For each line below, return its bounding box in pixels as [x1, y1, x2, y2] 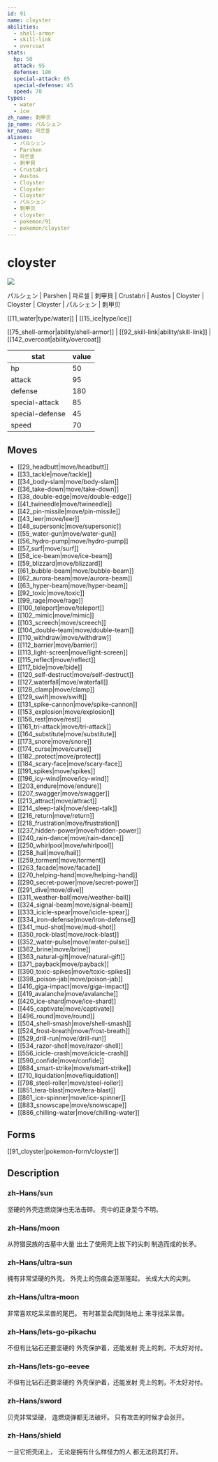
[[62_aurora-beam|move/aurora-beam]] [17, 574, 133, 583]
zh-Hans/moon [7, 1223, 60, 1233]
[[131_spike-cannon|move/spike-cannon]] [17, 700, 138, 709]
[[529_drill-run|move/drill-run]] [17, 1035, 107, 1043]
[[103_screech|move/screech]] [17, 619, 106, 627]
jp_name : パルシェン [7, 120, 61, 128]
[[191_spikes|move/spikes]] [17, 767, 96, 775]
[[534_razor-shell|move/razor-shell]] [17, 1041, 124, 1050]
